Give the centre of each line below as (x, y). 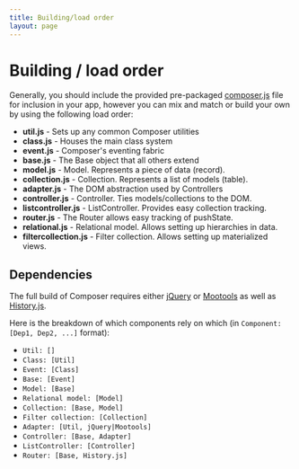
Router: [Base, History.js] (75, 456)
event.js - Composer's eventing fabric (93, 151)
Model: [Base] (48, 389)
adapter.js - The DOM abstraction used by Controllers (123, 189)
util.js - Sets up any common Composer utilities (110, 132)
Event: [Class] (51, 370)
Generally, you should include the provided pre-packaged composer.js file (146, 95)
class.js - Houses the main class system (97, 141)
